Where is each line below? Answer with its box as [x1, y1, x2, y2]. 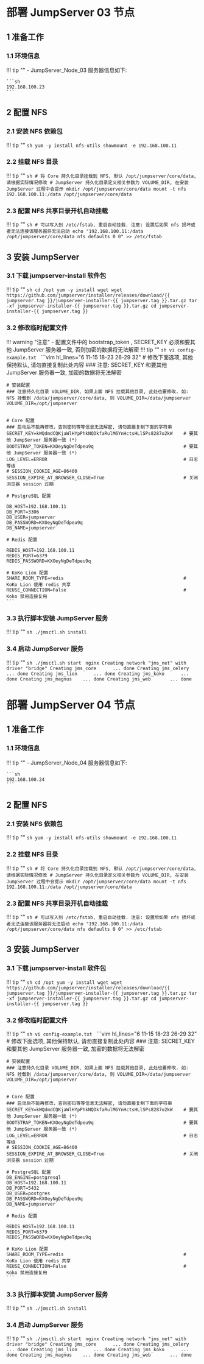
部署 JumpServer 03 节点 [6, 5, 135, 19]
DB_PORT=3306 [6, 509, 40, 515]
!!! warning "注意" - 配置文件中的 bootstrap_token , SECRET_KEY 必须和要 [6, 339, 191, 346]
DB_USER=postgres [6, 1190, 51, 1196]
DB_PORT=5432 [6, 1185, 40, 1191]
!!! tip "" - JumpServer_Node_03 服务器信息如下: [6, 66, 127, 74]
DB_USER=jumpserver [6, 514, 56, 521]
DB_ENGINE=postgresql [6, 1174, 62, 1181]
